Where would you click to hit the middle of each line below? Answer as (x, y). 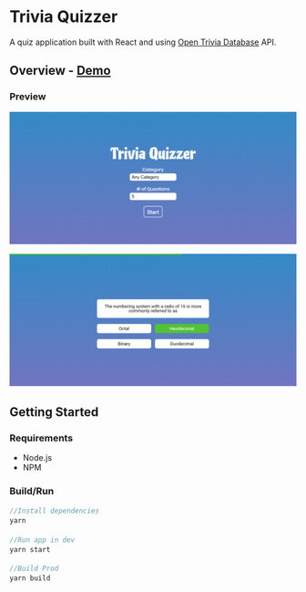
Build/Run (32, 491)
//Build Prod (34, 569)
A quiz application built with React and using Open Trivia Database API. (143, 42)
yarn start (30, 549)
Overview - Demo (60, 71)
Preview (28, 97)
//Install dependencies (55, 511)
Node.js (37, 457)
